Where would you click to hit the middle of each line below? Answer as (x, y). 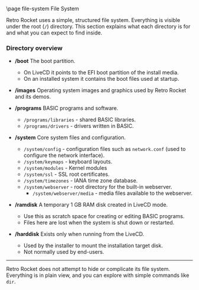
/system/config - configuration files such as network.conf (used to (105, 149)
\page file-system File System (43, 9)
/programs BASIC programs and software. (66, 108)
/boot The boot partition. (45, 61)
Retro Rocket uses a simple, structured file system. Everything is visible (93, 20)
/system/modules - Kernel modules (65, 168)
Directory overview (34, 48)
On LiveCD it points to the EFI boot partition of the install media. (101, 72)
